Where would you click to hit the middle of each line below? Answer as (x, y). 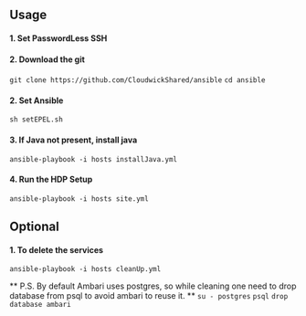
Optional (34, 227)
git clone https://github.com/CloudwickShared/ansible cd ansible (137, 80)
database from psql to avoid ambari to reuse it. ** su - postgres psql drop (149, 296)
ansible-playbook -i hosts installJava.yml (94, 159)
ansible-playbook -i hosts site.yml (79, 199)
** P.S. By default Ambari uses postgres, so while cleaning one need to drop (153, 286)
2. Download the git (47, 59)
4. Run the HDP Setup (51, 179)
